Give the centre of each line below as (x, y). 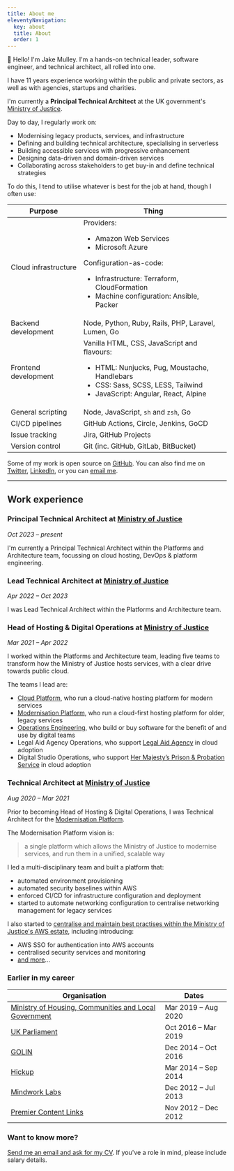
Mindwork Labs (36, 1092)
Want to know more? (43, 1137)
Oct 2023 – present (35, 534)
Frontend (25, 368)
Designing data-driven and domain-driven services (91, 158)
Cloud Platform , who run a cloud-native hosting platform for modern (115, 698)
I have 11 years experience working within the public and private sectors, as (116, 80)
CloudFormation (122, 288)
